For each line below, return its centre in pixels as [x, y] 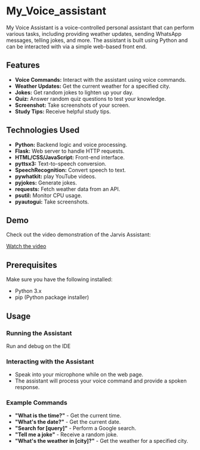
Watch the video [26, 246]
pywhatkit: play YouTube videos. [56, 176]
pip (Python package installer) [52, 297]
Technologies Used [43, 130]
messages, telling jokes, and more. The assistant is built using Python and [97, 40]
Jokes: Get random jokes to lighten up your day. [74, 92]
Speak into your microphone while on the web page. [79, 375]
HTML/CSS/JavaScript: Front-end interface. [70, 157]
